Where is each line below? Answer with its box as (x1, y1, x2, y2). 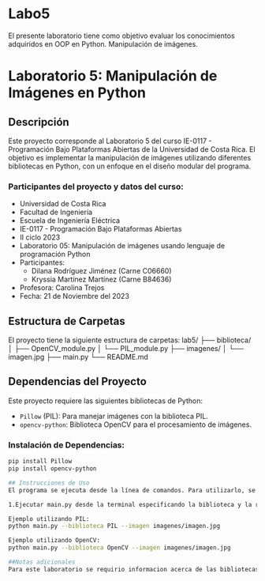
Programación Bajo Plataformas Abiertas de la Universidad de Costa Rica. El (8, 144, 256, 154)
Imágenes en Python (8, 84, 147, 102)
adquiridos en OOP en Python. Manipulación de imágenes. (8, 39, 199, 48)
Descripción (8, 115, 69, 129)
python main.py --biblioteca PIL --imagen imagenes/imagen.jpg (8, 523, 221, 530)
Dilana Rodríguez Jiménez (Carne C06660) (31, 266, 172, 276)
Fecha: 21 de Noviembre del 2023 (19, 292, 130, 301)
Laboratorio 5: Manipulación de (8, 67, 218, 85)
